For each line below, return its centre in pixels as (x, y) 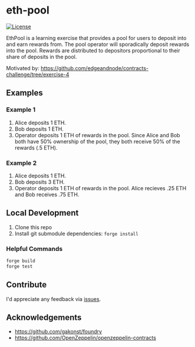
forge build (21, 261)
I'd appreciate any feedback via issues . (54, 299)
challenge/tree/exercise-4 (38, 74)
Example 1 (21, 110)
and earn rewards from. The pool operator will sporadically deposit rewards (98, 44)
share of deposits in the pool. (42, 57)
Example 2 (22, 163)
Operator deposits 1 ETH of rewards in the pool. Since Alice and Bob (97, 135)
